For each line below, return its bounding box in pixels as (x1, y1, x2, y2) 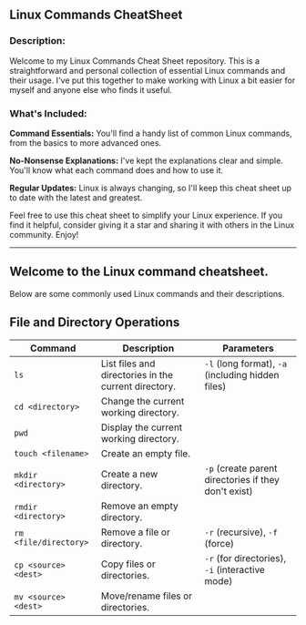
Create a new (100, 467, 158, 480)
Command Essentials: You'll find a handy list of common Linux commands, (9, 128, 293, 138)
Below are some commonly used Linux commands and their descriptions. (9, 288, 285, 299)
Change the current (100, 394, 185, 407)
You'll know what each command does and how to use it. (9, 164, 224, 176)
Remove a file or (100, 526, 170, 538)
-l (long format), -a (204, 357, 288, 370)
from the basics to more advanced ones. (9, 137, 162, 149)
